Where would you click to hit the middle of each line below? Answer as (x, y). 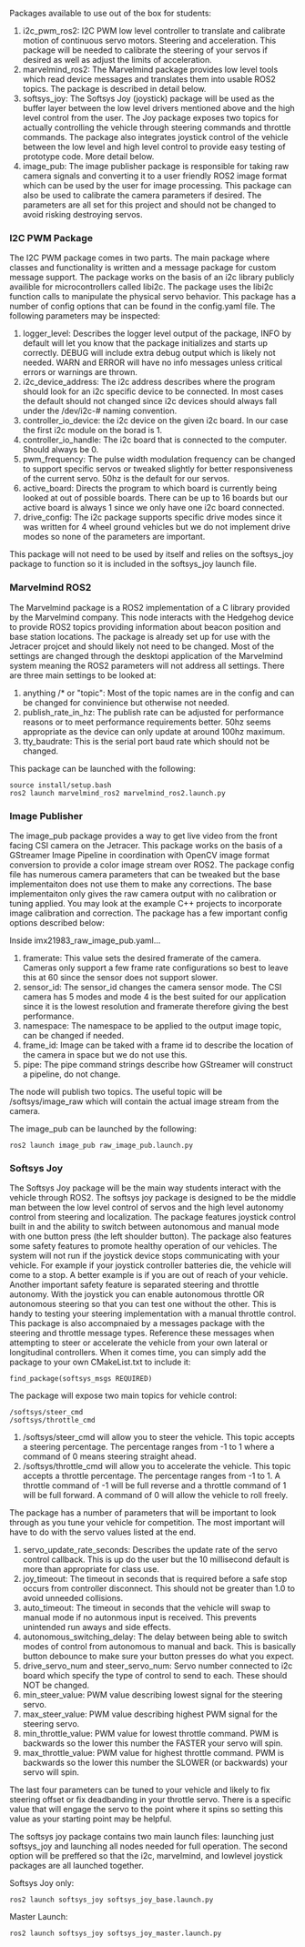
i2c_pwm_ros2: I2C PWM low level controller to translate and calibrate (154, 30)
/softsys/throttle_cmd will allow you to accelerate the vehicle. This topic (157, 1466)
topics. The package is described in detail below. (114, 89)
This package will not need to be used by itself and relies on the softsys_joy (152, 554)
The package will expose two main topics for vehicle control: (123, 1395)
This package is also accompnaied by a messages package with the (137, 1323)
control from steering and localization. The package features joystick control (152, 1217)
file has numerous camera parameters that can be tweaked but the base (145, 874)
